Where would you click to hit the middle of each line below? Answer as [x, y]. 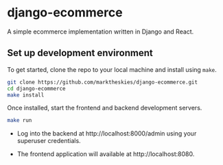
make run [20, 120]
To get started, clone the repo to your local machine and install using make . [112, 69]
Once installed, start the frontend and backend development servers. [105, 108]
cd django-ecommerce [37, 88]
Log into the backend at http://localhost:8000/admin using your [107, 134]
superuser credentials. [49, 141]
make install [26, 95]
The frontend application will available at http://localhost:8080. [106, 154]
